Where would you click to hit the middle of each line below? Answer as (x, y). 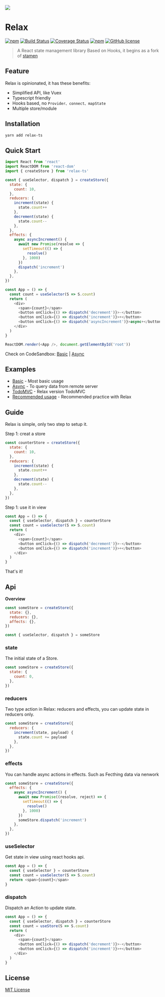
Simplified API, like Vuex (37, 93)
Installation (23, 124)
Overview (15, 599)
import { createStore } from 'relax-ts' (47, 171)
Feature (17, 71)
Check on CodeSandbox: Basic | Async (45, 354)
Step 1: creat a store (25, 434)
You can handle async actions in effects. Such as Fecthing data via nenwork (82, 774)
